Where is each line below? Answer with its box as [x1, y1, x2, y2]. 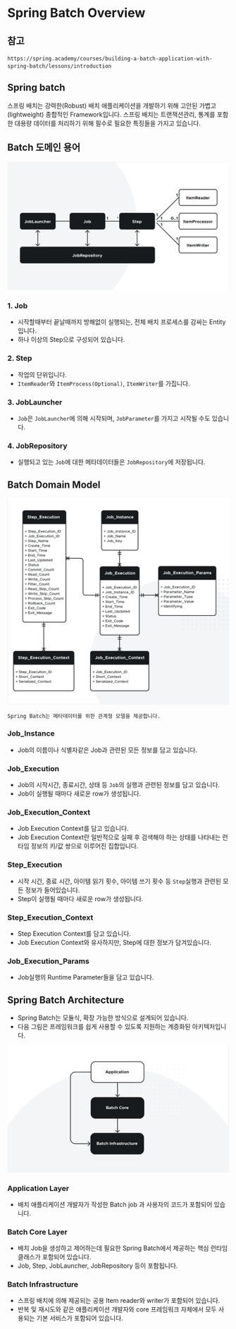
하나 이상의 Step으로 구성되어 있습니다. [17, 335, 125, 344]
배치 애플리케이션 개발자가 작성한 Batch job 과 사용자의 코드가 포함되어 [17, 1200, 213, 1209]
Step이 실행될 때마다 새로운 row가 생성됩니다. [17, 894, 144, 903]
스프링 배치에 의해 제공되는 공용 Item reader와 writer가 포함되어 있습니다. [17, 1297, 221, 1305]
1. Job [7, 301, 28, 311]
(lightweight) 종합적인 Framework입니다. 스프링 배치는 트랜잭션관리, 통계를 [7, 110, 216, 118]
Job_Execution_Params [7, 956, 89, 966]
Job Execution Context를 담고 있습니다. [17, 824, 129, 833]
